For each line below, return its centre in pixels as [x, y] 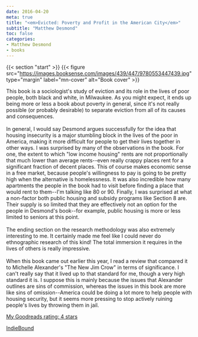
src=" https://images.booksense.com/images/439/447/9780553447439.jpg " [99, 73]
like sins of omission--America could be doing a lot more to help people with [99, 292]
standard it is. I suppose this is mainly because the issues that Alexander [95, 280]
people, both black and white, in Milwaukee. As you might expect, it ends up [99, 97]
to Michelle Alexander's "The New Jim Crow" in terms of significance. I [92, 267]
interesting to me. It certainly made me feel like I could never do [84, 236]
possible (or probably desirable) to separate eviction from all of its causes [96, 110]
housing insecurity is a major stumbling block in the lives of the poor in [92, 135]
